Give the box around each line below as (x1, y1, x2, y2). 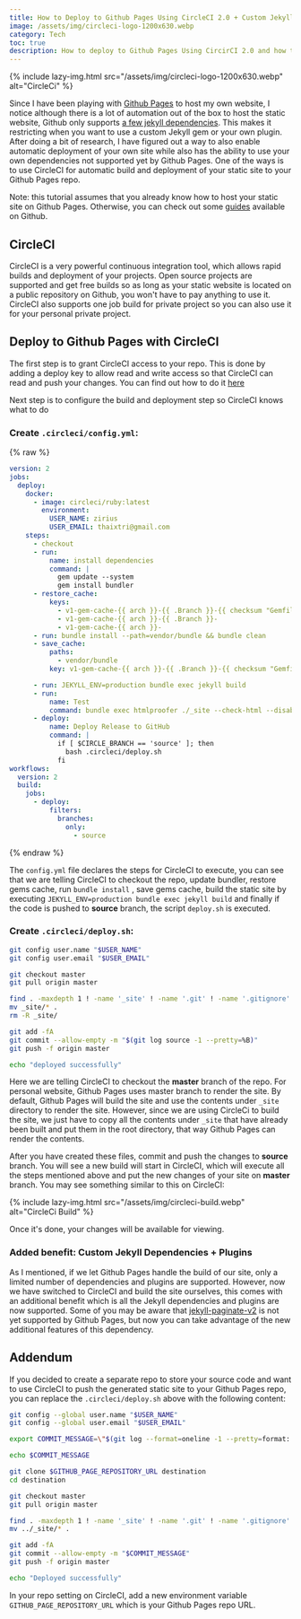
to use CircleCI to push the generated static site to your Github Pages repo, (9, 1383, 287, 1394)
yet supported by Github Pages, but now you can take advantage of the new (9, 1314, 291, 1325)
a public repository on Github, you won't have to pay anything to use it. (9, 289, 271, 300)
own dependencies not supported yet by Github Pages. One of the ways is (9, 155, 284, 166)
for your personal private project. (9, 308, 132, 319)
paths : (48, 648, 74, 657)
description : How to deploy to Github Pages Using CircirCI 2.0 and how (9, 47, 287, 56)
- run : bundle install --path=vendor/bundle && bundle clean (32, 631, 267, 640)
